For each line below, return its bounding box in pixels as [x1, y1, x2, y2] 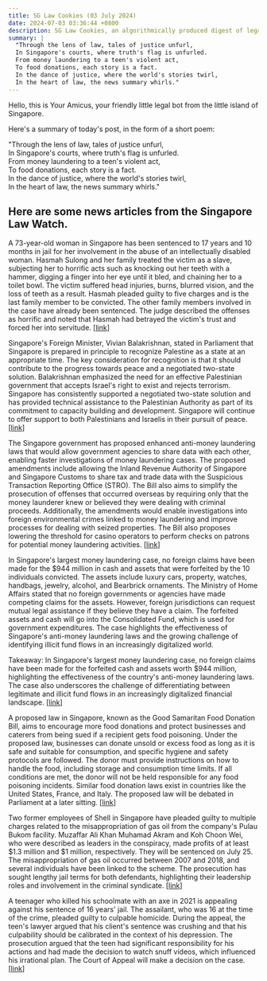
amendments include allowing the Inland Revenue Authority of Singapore [8, 463, 247, 474]
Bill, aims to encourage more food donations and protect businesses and [8, 721, 246, 731]
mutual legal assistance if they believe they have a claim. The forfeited [8, 606, 238, 616]
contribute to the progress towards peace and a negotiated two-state [8, 364, 235, 373]
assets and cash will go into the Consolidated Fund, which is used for [8, 615, 235, 624]
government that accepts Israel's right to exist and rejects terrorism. [8, 381, 231, 390]
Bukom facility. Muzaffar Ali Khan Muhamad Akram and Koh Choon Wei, [8, 830, 244, 840]
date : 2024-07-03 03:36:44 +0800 [8, 19, 119, 27]
